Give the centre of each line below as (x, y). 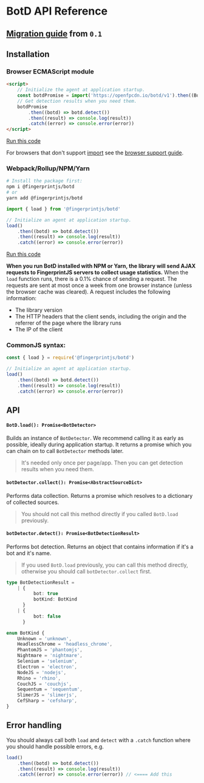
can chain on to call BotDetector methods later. (65, 451)
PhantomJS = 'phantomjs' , (50, 650)
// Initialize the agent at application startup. (81, 90)
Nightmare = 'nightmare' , (50, 656)
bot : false (47, 616)
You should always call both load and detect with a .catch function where (99, 740)
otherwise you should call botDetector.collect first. (86, 571)
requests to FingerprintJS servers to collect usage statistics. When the (97, 272)
